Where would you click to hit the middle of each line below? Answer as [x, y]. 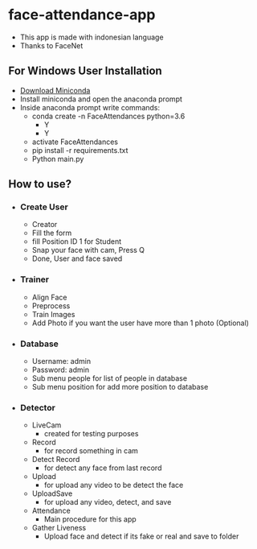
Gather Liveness [59, 528]
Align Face [49, 297]
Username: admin [61, 361]
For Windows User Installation [85, 71]
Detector [38, 407]
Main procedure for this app [90, 519]
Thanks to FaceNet [51, 45]
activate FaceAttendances [75, 142]
